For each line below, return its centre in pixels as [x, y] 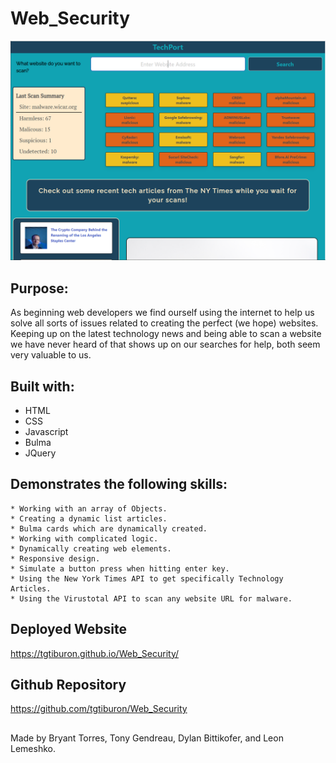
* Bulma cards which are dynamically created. [109, 528]
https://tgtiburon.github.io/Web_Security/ [95, 653]
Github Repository [68, 685]
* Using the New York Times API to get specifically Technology [147, 578]
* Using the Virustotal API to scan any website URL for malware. [151, 598]
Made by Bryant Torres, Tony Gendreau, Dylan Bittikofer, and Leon [147, 738]
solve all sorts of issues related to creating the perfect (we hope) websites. [164, 323]
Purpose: [39, 288]
